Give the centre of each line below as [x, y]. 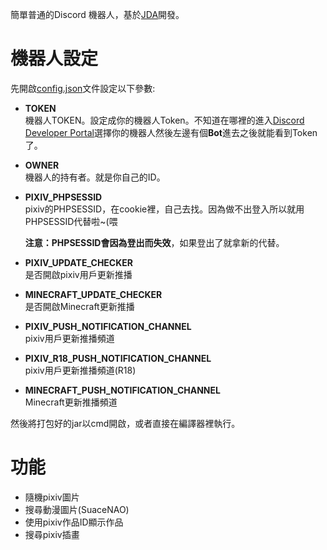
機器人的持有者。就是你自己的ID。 [95, 177]
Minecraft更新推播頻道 [71, 402]
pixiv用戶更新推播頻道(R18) [80, 370]
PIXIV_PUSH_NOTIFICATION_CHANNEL [108, 326]
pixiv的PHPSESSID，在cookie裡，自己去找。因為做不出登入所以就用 [164, 209]
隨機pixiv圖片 [52, 497]
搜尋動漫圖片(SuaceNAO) [77, 509]
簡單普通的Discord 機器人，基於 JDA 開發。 [97, 14]
